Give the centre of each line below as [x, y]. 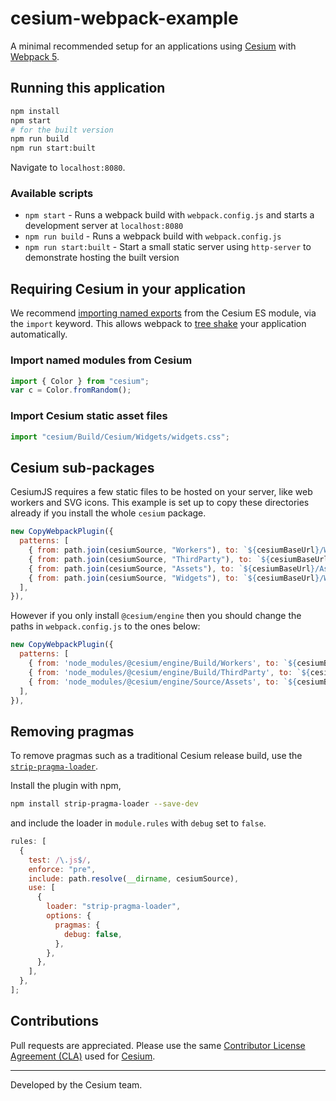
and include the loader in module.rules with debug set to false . [138, 823]
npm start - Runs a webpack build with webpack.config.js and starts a [169, 215]
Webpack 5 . [35, 56]
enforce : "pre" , [62, 869]
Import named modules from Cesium [101, 360]
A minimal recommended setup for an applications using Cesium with [153, 46]
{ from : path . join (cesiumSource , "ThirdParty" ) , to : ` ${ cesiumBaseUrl [178, 559]
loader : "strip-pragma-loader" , [114, 907]
